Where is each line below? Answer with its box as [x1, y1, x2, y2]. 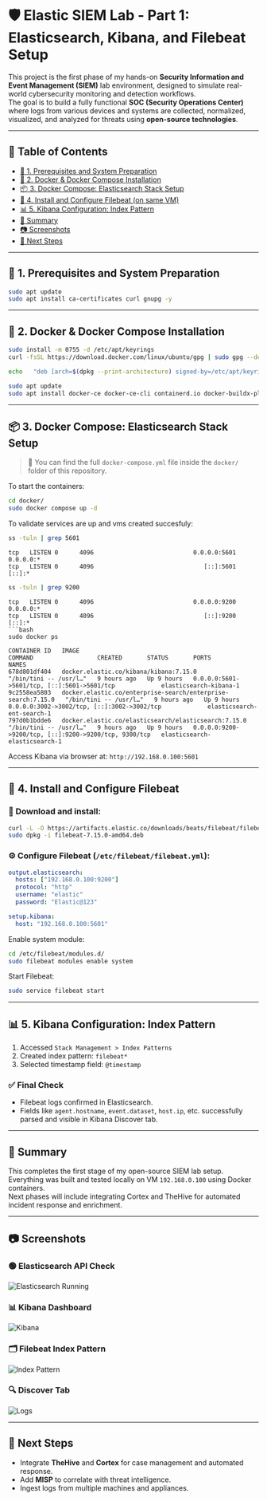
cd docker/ [8, 497, 44, 505]
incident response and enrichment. [8, 1200, 123, 1210]
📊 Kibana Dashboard [8, 1302, 92, 1313]
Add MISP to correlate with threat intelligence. [19, 1475, 172, 1484]
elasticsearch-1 [8, 737, 62, 746]
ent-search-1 [8, 709, 52, 718]
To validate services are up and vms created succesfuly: [8, 519, 193, 529]
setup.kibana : [8, 912, 56, 920]
